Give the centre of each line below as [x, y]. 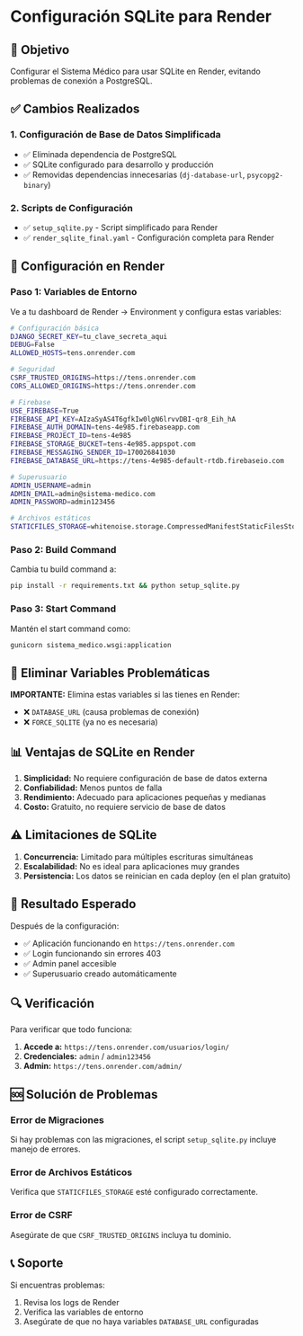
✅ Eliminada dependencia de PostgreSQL [100, 154]
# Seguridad [32, 370]
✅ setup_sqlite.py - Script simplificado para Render [120, 227]
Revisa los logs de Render [71, 1302]
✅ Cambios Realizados [75, 109]
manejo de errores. [45, 1149]
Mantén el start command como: [71, 628]
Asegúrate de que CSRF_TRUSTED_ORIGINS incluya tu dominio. [121, 1234]
